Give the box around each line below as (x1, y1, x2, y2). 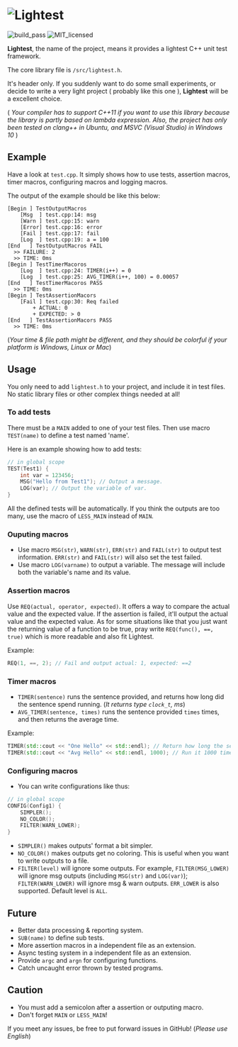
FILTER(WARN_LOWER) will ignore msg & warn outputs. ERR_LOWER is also (17, 879, 220, 888)
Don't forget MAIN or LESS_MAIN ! (17, 1010, 108, 1019)
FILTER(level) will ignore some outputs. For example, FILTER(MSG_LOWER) (17, 864, 229, 873)
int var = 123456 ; (20, 471, 74, 478)
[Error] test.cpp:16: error (20, 223, 103, 230)
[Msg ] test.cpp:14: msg (20, 211, 97, 218)
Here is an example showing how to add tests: (7, 444, 142, 453)
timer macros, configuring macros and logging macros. (7, 177, 168, 186)
